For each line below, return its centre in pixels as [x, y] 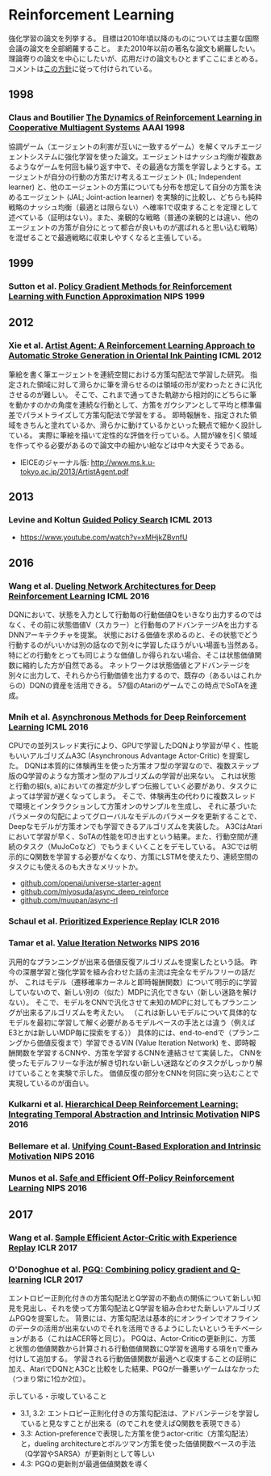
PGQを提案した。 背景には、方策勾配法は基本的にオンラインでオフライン [137, 1318]
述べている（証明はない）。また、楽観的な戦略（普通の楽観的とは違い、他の [134, 217]
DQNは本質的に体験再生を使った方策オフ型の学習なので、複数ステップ [142, 766]
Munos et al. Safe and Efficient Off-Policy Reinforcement [121, 1178]
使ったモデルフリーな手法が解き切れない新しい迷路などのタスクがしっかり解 [135, 1063]
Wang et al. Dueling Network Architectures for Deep [112, 586]
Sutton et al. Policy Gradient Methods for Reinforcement [120, 286]
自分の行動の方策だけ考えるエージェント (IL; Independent [146, 176]
